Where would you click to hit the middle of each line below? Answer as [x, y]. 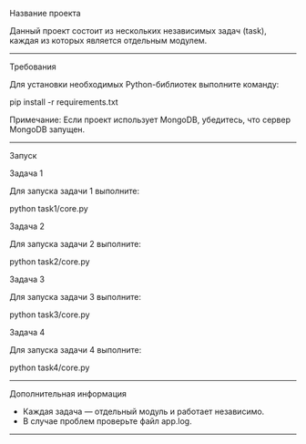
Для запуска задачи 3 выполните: [76, 297]
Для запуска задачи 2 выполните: [75, 244]
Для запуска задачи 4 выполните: [76, 350]
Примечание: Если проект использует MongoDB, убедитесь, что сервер [150, 119]
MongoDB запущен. [47, 129]
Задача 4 [27, 332]
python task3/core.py [50, 315]
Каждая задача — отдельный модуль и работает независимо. [143, 411]
